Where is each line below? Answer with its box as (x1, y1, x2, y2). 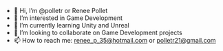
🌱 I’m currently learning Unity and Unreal (13, 21, 129, 29)
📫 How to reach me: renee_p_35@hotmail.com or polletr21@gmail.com (13, 37, 216, 44)
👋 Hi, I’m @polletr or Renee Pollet (13, 7, 108, 14)
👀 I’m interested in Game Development (13, 14, 123, 22)
